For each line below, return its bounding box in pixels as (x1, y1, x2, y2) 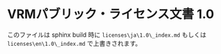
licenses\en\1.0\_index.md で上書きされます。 (7, 39, 142, 47)
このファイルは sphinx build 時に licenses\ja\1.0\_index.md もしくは (7, 30, 207, 39)
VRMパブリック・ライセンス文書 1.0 (7, 6, 215, 22)
